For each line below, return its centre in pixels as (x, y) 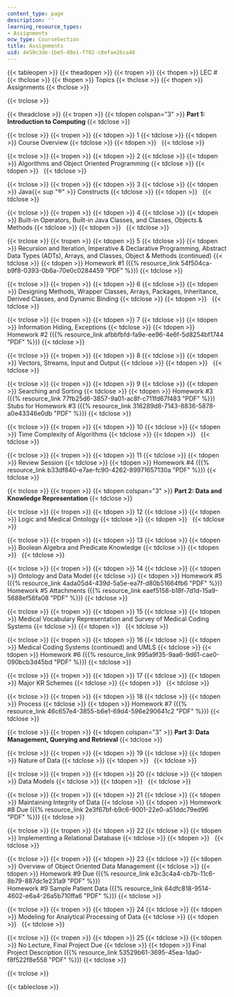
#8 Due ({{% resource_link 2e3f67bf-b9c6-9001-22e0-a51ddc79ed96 (108, 810)
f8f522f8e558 (27, 959)
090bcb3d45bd (30, 662)
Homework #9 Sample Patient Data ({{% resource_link (85, 888)
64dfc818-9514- (188, 888)
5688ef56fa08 (28, 598)
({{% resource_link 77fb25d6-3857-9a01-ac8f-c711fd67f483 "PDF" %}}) (111, 399)
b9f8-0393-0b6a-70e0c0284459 (56, 270)
